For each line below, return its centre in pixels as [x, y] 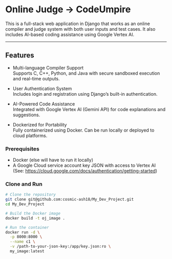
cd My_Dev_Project [25, 204]
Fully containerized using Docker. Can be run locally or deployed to [83, 130]
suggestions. [26, 115]
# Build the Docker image [33, 213]
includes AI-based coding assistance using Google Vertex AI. [70, 34]
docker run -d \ [23, 232]
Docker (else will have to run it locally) [53, 160]
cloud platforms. [30, 135]
